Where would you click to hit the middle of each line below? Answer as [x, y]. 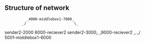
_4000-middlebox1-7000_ [50, 19]
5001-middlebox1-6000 [28, 37]
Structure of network [37, 8]
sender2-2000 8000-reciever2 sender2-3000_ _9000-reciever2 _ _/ [72, 32]
